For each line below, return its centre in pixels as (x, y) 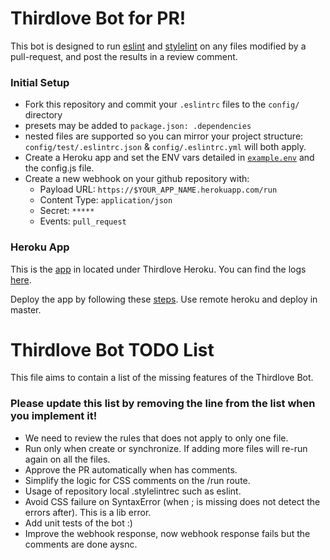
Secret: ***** (67, 211)
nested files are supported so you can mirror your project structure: (164, 136)
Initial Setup (40, 82)
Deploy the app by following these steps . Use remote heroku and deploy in (164, 299)
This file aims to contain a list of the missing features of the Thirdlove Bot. (162, 378)
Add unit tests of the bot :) (78, 523)
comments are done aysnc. (81, 544)
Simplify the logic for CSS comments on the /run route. (137, 480)
